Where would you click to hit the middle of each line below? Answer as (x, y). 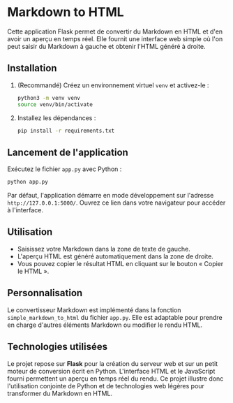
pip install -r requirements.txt (66, 131)
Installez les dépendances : (57, 118)
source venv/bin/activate (55, 104)
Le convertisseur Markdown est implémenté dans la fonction (94, 310)
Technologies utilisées (58, 347)
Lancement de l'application (68, 152)
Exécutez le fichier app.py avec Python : (65, 169)
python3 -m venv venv (49, 98)
